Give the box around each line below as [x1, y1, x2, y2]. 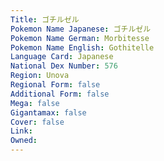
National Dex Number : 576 [10, 61, 118, 71]
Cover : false [10, 117, 65, 127]
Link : [10, 126, 33, 136]
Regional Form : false [10, 80, 101, 90]
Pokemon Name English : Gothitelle [10, 42, 155, 53]
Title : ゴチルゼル [10, 14, 80, 25]
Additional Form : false [10, 89, 110, 99]
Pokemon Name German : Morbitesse [10, 33, 150, 43]
